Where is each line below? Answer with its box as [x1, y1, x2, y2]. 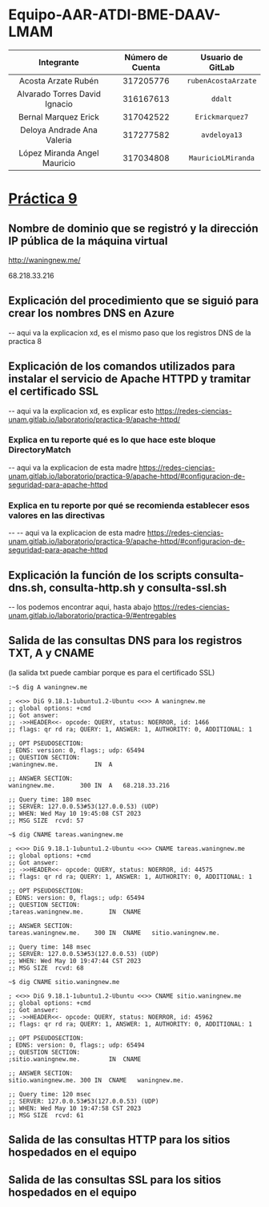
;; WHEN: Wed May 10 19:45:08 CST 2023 [8, 809, 142, 817]
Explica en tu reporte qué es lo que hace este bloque [8, 435, 216, 446]
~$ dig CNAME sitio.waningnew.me [8, 978, 120, 986]
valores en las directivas [8, 509, 106, 520]
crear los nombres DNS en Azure [8, 306, 175, 320]
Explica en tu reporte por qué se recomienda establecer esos [8, 500, 250, 511]
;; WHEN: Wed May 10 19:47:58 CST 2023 [8, 1104, 142, 1112]
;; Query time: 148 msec [8, 942, 91, 951]
